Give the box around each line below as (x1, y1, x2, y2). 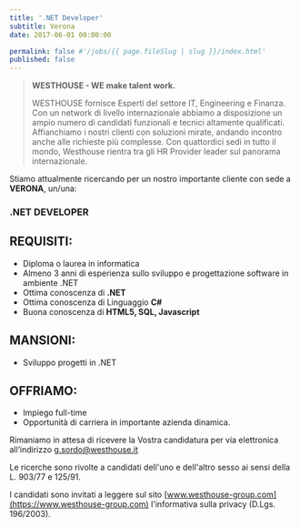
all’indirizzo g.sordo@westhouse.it (9, 444, 139, 455)
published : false (9, 56, 75, 65)
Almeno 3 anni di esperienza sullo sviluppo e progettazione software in (22, 268, 289, 279)
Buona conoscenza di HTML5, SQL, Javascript (22, 306, 200, 317)
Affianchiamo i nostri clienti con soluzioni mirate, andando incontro (31, 127, 283, 137)
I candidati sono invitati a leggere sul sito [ (9, 489, 168, 501)
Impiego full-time (22, 407, 87, 419)
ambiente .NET (22, 277, 79, 288)
